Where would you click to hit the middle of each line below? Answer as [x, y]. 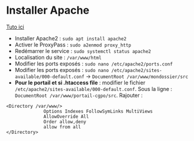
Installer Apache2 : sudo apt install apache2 [71, 38]
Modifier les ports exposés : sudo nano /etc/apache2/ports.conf [94, 64]
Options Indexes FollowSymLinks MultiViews [98, 111]
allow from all [62, 127]
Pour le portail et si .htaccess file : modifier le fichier [80, 82]
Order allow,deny [65, 122]
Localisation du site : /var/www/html [58, 57]
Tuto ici [15, 27]
